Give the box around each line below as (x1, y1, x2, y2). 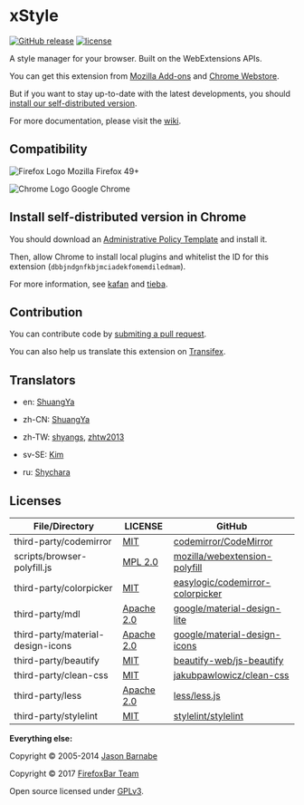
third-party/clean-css (14, 669, 109, 681)
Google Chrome (71, 183, 131, 194)
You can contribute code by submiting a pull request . (9, 328, 207, 340)
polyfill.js (14, 561, 52, 574)
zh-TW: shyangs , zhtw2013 (22, 432, 125, 442)
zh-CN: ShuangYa (22, 414, 90, 425)
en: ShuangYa (22, 396, 75, 408)
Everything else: (9, 733, 73, 743)
